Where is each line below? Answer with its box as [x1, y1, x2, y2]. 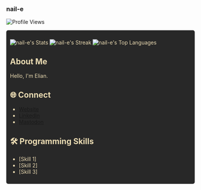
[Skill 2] [19, 161, 38, 169]
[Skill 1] [19, 155, 37, 162]
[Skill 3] [19, 168, 38, 175]
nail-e [6, 5, 24, 13]
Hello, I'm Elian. [10, 73, 48, 80]
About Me [10, 56, 48, 67]
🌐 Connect [10, 89, 51, 100]
